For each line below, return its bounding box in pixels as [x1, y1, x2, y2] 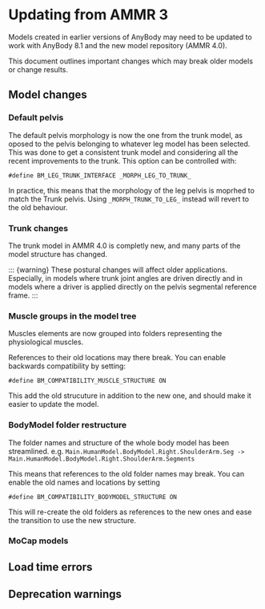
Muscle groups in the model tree [8, 311, 137, 322]
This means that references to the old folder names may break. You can [8, 469, 245, 478]
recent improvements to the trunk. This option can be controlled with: [8, 156, 237, 165]
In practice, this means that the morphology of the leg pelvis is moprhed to [8, 185, 255, 195]
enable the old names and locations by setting [8, 477, 160, 487]
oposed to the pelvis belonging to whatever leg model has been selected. [8, 139, 251, 148]
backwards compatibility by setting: [8, 361, 126, 371]
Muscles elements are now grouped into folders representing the [8, 329, 223, 339]
